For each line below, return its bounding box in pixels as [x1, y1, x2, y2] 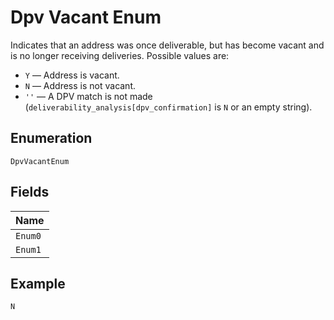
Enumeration [10, 130, 93, 147]
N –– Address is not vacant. [24, 79, 137, 91]
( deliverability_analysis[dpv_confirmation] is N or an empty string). [24, 101, 313, 113]
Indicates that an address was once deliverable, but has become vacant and [10, 39, 325, 51]
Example [10, 275, 66, 292]
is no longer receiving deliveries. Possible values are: [10, 49, 230, 61]
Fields [10, 184, 50, 201]
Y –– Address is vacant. [24, 69, 120, 81]
